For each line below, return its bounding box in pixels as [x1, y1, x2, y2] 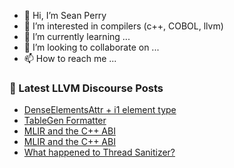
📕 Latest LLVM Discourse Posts [9, 81, 164, 95]
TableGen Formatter [23, 115, 107, 127]
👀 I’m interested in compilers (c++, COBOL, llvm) [23, 20, 224, 32]
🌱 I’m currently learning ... [23, 31, 131, 42]
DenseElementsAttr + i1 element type [23, 104, 177, 116]
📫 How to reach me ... [23, 53, 117, 64]
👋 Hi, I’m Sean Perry [23, 10, 107, 21]
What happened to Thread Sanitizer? [23, 146, 176, 159]
